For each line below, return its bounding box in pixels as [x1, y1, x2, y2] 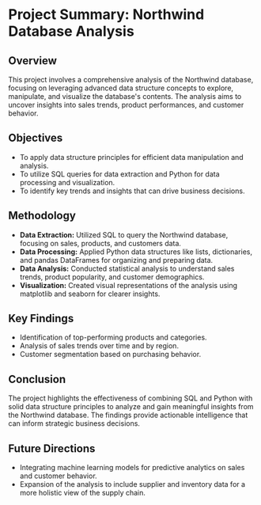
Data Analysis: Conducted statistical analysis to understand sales [19, 264, 235, 273]
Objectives [8, 131, 63, 145]
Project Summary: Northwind [8, 6, 205, 24]
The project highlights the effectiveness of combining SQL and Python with [8, 393, 253, 403]
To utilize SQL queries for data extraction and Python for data [19, 169, 220, 179]
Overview [8, 54, 58, 67]
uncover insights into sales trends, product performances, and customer [8, 101, 244, 109]
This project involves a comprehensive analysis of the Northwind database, [8, 75, 254, 84]
